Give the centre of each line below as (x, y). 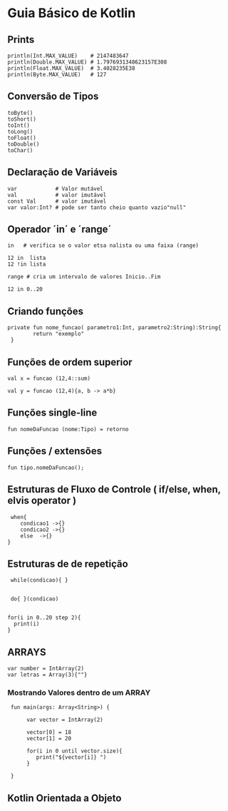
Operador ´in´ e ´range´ (59, 230)
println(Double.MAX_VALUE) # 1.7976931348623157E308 (87, 62)
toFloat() (22, 138)
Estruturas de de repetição (68, 564)
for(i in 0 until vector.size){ (74, 751)
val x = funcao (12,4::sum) (49, 379)
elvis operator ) (42, 501)
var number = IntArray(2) (46, 669)
